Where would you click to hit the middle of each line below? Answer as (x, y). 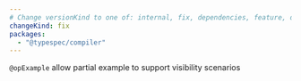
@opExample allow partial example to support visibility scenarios (125, 68)
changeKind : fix (39, 26)
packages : (28, 34)
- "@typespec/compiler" (61, 42)
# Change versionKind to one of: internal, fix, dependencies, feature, (148, 17)
